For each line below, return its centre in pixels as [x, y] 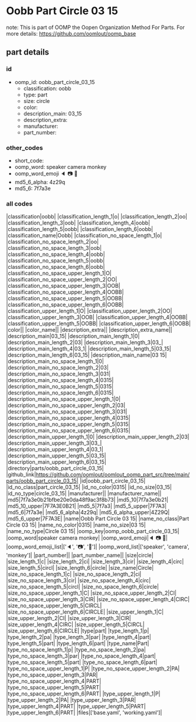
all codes [19, 204]
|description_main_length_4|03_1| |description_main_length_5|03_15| [89, 349]
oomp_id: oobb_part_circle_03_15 [55, 82]
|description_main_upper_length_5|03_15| [56, 456]
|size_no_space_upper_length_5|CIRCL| [54, 606]
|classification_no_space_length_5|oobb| [55, 261]
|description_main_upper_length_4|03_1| [55, 450]
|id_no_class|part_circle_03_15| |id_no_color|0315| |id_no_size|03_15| [89, 487]
